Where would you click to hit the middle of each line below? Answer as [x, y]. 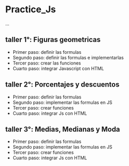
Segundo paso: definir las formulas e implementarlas [68, 57]
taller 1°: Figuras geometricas [53, 40]
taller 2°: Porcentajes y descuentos [62, 85]
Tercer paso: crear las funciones [47, 63]
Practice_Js [31, 9]
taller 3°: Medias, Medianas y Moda [63, 129]
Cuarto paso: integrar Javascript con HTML [58, 68]
